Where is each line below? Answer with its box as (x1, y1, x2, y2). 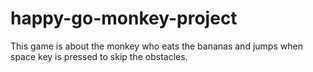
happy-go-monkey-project (10, 7, 238, 30)
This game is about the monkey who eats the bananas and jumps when (10, 40, 303, 52)
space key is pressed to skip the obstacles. (10, 50, 188, 62)
